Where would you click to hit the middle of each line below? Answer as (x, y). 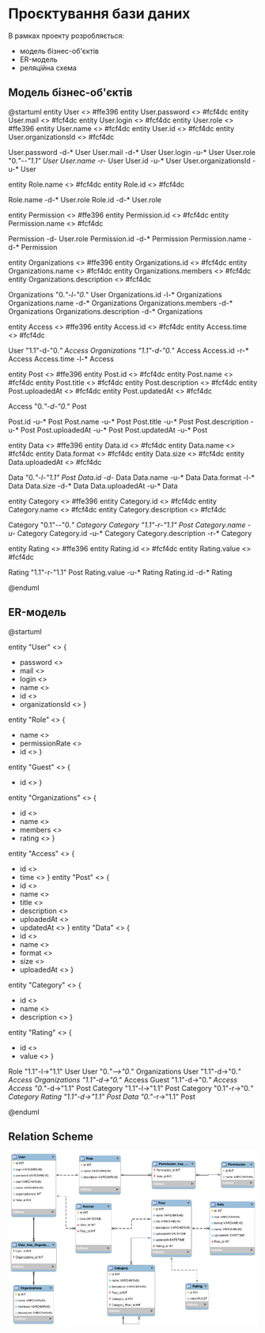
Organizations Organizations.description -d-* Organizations (106, 311)
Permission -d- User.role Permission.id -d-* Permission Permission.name (127, 239)
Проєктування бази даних (99, 14)
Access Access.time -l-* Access (61, 359)
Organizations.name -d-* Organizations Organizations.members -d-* (121, 303)
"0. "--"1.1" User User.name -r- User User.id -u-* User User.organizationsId (129, 160)
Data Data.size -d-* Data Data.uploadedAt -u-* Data (93, 485)
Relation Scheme (51, 1137)
